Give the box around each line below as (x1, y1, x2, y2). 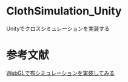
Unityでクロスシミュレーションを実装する (6, 25, 110, 32)
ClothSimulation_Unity (6, 4, 122, 18)
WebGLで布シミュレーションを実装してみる (6, 69, 115, 77)
